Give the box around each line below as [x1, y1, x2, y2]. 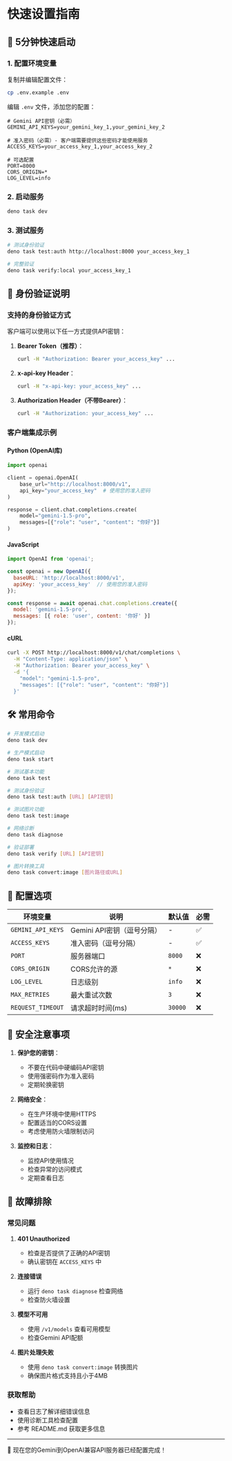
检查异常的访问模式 [27, 1165, 83, 1173]
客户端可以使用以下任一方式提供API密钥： [7, 327, 126, 336]
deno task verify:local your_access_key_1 [7, 267, 131, 274]
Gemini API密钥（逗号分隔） [70, 926, 162, 935]
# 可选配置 [7, 156, 35, 163]
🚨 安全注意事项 [7, 1029, 70, 1040]
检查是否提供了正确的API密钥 [27, 1248, 110, 1257]
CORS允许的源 [70, 964, 118, 974]
